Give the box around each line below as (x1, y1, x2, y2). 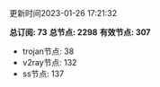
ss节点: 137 (22, 68, 65, 79)
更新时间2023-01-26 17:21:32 (9, 8, 118, 18)
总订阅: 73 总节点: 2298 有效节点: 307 (9, 27, 151, 38)
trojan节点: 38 (22, 46, 75, 57)
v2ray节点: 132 (22, 57, 77, 67)
